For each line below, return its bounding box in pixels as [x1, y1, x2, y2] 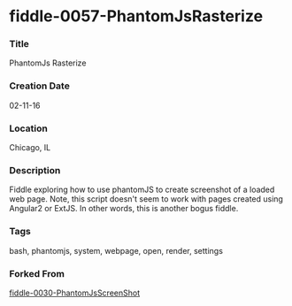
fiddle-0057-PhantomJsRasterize [9, 6, 264, 27]
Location [9, 122, 49, 134]
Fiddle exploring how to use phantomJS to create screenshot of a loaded [9, 184, 275, 195]
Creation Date [9, 80, 71, 92]
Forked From [9, 267, 65, 279]
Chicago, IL [9, 142, 51, 153]
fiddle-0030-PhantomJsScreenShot [9, 287, 140, 298]
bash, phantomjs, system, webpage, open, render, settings [9, 245, 224, 256]
